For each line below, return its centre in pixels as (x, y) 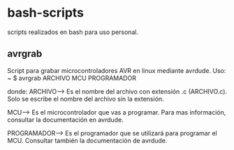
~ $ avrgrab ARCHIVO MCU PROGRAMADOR (72, 78)
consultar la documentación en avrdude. (65, 119)
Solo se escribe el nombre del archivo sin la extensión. (86, 99)
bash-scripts (46, 13)
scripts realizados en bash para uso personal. (73, 32)
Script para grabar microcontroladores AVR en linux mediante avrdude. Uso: (117, 70)
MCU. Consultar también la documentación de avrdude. (87, 140)
